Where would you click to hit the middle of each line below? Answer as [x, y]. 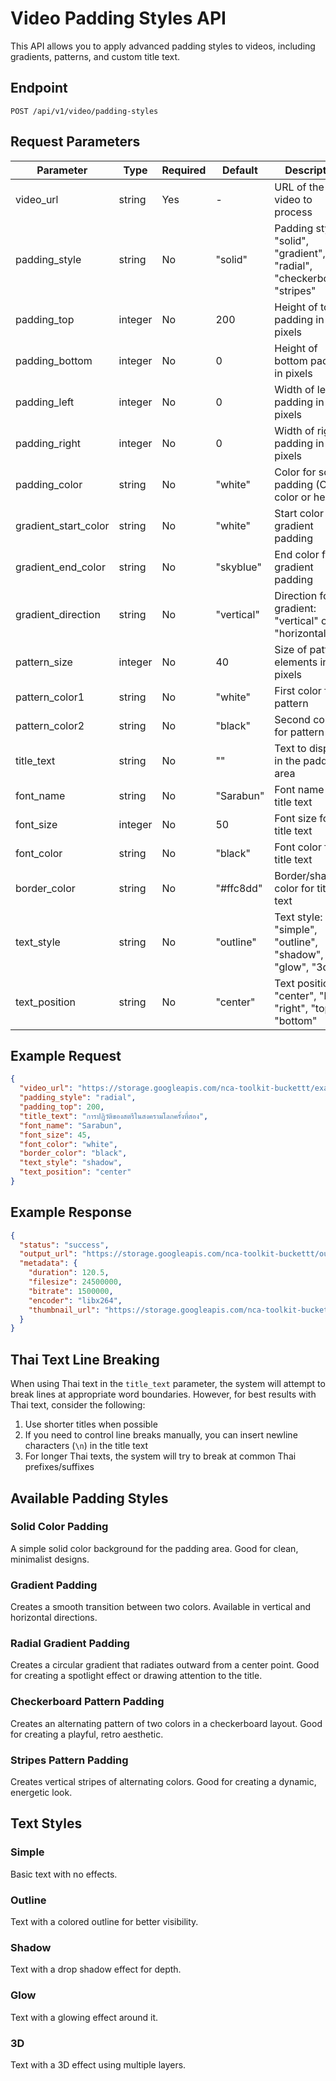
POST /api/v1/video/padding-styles [84, 111]
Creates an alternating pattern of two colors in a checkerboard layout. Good [166, 1723]
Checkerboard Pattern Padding [87, 1702]
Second [292, 719]
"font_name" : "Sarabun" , [71, 1125]
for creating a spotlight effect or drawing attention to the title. [136, 1676]
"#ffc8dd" [239, 888]
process [293, 212]
